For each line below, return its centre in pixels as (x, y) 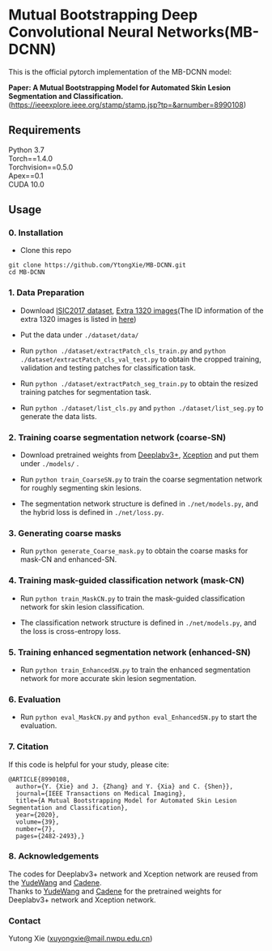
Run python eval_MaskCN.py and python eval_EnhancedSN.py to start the (138, 717)
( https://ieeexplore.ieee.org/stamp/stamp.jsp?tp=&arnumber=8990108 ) (127, 105)
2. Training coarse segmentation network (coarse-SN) (117, 437)
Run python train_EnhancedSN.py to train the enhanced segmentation (135, 670)
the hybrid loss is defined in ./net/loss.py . (92, 512)
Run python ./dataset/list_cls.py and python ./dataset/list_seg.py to (142, 408)
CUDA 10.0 (26, 184)
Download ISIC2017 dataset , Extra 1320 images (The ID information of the (142, 311)
